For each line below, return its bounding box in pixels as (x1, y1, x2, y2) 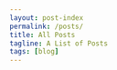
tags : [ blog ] (9, 47, 59, 56)
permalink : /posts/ (9, 22, 84, 31)
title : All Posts (9, 30, 76, 39)
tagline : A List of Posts (9, 38, 108, 48)
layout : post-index (9, 13, 84, 23)
